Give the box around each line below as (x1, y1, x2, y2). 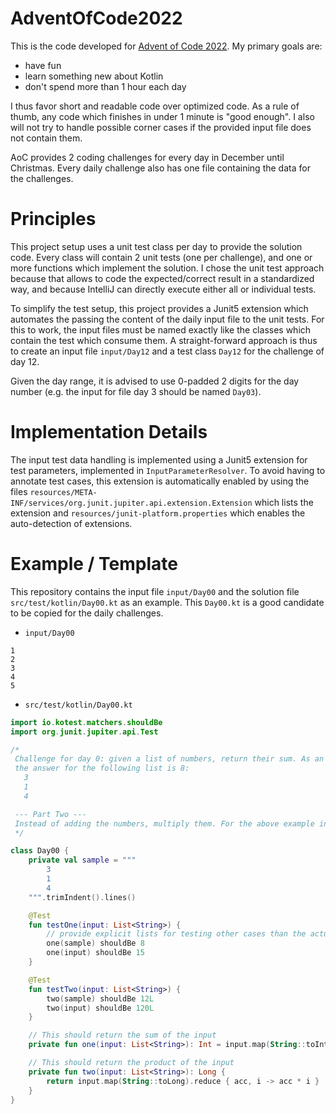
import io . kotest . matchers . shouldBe (10, 717, 163, 727)
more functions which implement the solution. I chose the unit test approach (10, 262, 325, 274)
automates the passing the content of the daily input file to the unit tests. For (10, 313, 325, 325)
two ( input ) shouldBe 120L (46, 1003, 155, 1013)
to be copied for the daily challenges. (10, 607, 164, 619)
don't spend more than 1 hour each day (24, 80, 187, 92)
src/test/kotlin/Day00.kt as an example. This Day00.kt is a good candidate (10, 596, 325, 608)
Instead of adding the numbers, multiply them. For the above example (14, 818, 315, 829)
